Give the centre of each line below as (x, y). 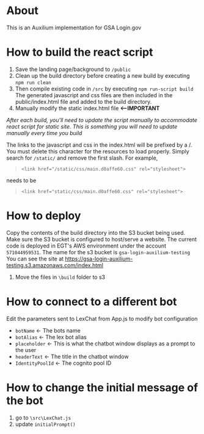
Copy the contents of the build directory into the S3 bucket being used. (96, 232)
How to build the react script (80, 52)
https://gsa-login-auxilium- (99, 259)
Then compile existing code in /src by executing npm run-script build (104, 89)
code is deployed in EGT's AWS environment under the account (86, 246)
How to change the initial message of (102, 387)
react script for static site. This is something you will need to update (92, 127)
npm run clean (33, 83)
